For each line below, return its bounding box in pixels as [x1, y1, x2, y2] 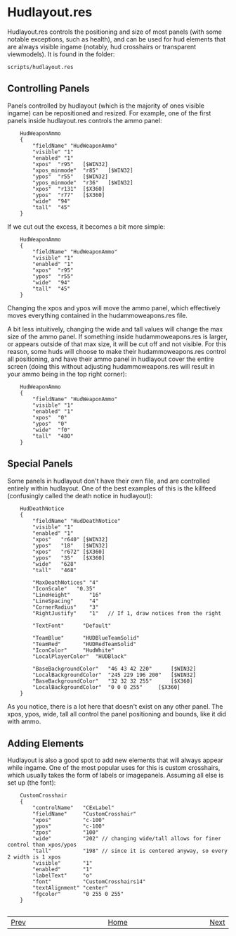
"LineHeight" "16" [32, 591, 102, 598]
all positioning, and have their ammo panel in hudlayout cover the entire [7, 355, 214, 363]
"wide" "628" [32, 560, 77, 567]
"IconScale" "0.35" [32, 585, 96, 592]
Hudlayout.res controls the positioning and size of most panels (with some [7, 27, 223, 36]
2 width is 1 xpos [7, 854, 61, 861]
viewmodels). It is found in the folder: [7, 50, 115, 58]
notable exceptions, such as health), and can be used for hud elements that [7, 34, 226, 43]
